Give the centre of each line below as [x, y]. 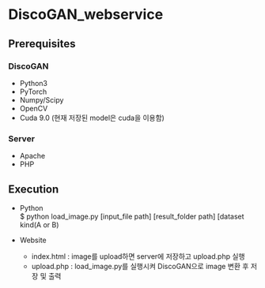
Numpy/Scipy [42, 99]
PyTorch [33, 92]
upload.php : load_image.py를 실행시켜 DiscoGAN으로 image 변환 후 [140, 266]
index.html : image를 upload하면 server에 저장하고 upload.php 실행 [138, 256]
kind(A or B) [39, 224]
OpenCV [34, 108]
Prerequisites [42, 44]
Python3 [33, 83]
